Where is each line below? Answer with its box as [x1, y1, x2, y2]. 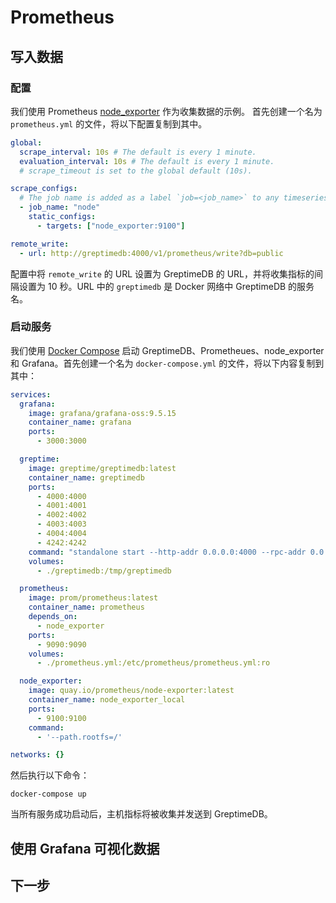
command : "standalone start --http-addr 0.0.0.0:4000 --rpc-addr [28, 547, 307, 557]
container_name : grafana [28, 417, 132, 428]
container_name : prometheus [28, 602, 145, 613]
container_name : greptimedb [28, 472, 145, 483]
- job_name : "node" [19, 202, 101, 213]
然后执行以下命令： [10, 769, 90, 781]
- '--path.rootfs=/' [36, 732, 123, 742]
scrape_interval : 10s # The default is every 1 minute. [19, 147, 257, 157]
